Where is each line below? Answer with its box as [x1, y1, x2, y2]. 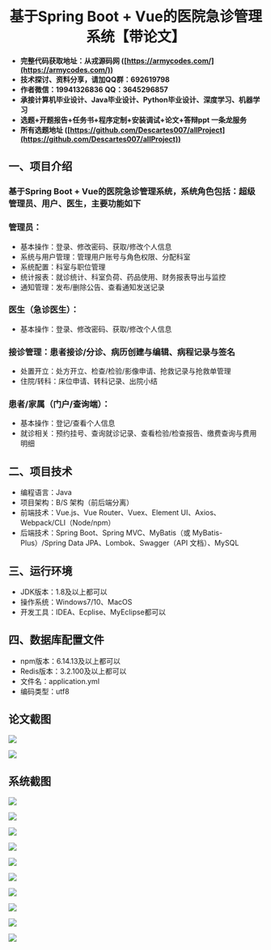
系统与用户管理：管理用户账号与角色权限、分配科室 [19, 251, 191, 261]
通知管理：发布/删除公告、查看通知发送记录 [19, 282, 165, 292]
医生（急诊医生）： [8, 304, 79, 315]
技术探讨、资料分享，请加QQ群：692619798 [19, 74, 170, 84]
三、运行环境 [8, 564, 73, 578]
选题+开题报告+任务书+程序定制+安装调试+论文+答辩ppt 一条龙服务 [19, 115, 247, 125]
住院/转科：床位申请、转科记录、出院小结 [19, 377, 158, 386]
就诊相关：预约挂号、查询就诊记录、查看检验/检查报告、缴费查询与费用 [19, 429, 257, 438]
